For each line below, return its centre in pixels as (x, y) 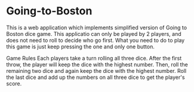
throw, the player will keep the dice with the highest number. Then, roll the (97, 65)
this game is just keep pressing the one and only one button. (81, 47)
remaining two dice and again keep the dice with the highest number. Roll (96, 70)
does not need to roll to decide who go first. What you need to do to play (96, 40)
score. (14, 83)
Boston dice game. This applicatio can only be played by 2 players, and (94, 33)
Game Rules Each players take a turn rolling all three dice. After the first (94, 58)
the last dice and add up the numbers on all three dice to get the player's (96, 77)
